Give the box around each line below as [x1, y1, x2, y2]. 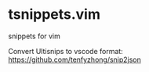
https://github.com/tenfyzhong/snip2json [8, 55, 141, 64]
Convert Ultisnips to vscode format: [8, 46, 123, 56]
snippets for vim [8, 31, 61, 41]
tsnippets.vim [8, 5, 100, 23]
